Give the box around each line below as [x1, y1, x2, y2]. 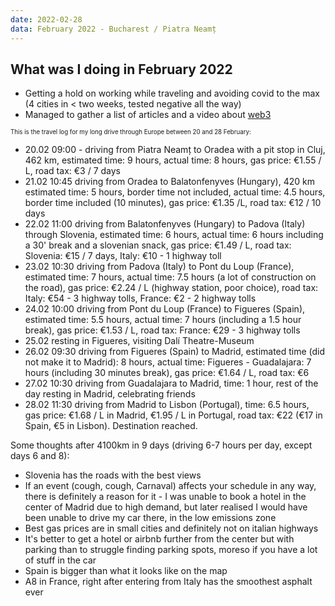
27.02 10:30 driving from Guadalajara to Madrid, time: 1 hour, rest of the [24, 377, 319, 390]
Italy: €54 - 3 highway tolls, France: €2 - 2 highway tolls [24, 292, 257, 305]
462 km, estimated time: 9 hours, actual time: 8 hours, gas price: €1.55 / [24, 154, 322, 166]
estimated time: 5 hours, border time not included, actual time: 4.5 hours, [24, 186, 326, 198]
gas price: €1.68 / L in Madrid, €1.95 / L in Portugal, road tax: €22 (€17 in [24, 409, 323, 421]
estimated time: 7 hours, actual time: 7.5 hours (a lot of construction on [24, 271, 317, 283]
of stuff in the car [24, 554, 97, 566]
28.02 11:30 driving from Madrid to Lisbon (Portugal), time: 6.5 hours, [24, 399, 310, 411]
